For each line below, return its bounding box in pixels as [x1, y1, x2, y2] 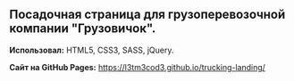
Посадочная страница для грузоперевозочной [9, 7, 286, 22]
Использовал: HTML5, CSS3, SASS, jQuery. [9, 45, 174, 55]
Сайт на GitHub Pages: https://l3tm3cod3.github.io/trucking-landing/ [9, 61, 266, 72]
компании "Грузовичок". [9, 21, 156, 36]
